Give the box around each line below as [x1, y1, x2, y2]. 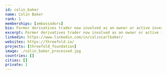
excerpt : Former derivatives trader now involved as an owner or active [5, 30, 159, 35]
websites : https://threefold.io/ [5, 39, 75, 44]
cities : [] [5, 58, 28, 63]
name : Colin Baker [5, 12, 43, 17]
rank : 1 [5, 16, 21, 21]
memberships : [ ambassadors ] [5, 21, 64, 26]
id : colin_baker [5, 7, 39, 12]
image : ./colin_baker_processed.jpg [5, 48, 81, 53]
